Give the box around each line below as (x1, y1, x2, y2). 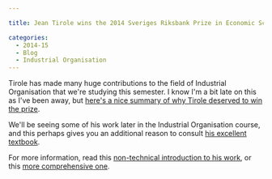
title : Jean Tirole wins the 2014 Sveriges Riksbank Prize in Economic (8, 19, 255, 27)
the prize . (8, 104, 40, 114)
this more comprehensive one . (8, 161, 110, 171)
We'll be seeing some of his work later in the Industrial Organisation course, (8, 120, 261, 130)
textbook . (8, 137, 40, 147)
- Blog (15, 49, 38, 57)
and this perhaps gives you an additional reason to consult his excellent (8, 129, 247, 139)
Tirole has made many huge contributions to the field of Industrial (8, 79, 227, 88)
